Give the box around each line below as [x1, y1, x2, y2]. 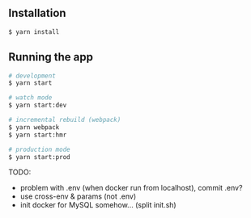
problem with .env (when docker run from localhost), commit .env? [19, 183, 243, 193]
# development [8, 72, 57, 80]
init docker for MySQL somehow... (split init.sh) [19, 200, 177, 210]
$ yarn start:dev [8, 101, 67, 110]
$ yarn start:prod [8, 153, 70, 161]
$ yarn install [8, 27, 60, 36]
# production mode [8, 145, 70, 153]
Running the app [8, 50, 93, 64]
